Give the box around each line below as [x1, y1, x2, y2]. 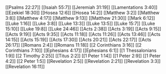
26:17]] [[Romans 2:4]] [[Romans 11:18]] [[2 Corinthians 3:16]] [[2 [5, 42, 142, 48]
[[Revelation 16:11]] [5, 63, 45, 69]
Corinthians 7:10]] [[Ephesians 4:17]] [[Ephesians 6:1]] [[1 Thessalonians [5, 48, 157, 53]
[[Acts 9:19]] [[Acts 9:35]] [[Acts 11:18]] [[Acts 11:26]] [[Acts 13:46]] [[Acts [5, 31, 160, 37]
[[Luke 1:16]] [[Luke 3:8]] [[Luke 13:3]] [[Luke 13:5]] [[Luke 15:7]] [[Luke [5, 20, 155, 26]
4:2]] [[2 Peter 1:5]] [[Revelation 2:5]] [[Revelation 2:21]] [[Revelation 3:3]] [5, 58, 161, 64]
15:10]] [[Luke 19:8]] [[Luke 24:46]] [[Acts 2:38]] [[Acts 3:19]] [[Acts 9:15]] [5, 26, 161, 32]
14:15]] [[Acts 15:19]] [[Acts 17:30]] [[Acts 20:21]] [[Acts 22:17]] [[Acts [5, 36, 152, 43]
